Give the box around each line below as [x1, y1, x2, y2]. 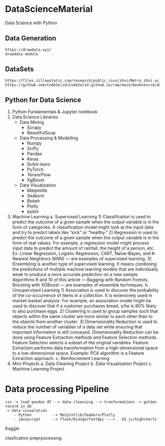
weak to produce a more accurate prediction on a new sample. [12, 272, 139, 278]
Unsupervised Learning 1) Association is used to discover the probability [12, 287, 159, 293]
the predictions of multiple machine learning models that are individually [12, 266, 159, 272]
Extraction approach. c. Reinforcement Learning [12, 356, 110, 362]
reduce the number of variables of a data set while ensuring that [12, 324, 142, 330]
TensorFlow [27, 172, 51, 178]
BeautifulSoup [27, 130, 56, 136]
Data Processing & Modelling [19, 135, 79, 141]
